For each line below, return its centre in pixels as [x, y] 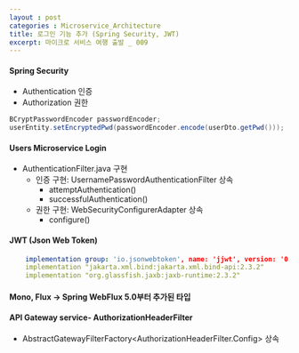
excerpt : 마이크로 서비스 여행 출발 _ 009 [79, 42]
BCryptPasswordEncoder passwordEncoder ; [85, 120]
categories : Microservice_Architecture [85, 26]
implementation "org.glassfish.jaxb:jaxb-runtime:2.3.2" [133, 276]
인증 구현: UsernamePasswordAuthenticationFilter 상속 [134, 180]
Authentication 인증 [57, 92]
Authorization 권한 [55, 102]
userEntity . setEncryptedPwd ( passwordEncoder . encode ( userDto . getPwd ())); [147, 128]
